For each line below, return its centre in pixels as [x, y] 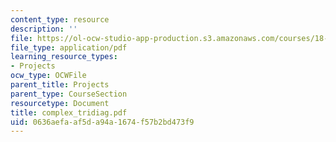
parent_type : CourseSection [69, 94]
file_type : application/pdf [69, 47]
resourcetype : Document [60, 103]
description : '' [44, 29]
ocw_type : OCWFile [48, 76]
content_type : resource [60, 19]
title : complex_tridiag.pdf [69, 112]
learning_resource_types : [64, 57]
